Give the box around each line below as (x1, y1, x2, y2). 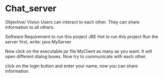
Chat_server (5, 3, 56, 14)
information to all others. (5, 24, 55, 30)
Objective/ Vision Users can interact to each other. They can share (5, 19, 140, 25)
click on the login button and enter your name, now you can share (5, 63, 138, 69)
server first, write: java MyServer (5, 39, 72, 44)
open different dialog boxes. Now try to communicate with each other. (5, 53, 147, 59)
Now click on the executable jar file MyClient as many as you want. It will (5, 48, 152, 54)
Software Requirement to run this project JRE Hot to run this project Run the (5, 34, 159, 39)
